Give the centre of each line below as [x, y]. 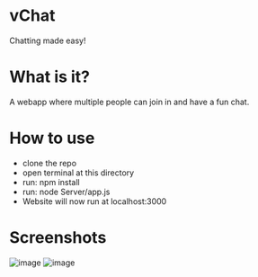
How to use [52, 138]
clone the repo [49, 163]
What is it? [50, 77]
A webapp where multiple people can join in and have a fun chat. [129, 102]
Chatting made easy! [48, 40]
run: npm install [51, 182]
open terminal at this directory [78, 173]
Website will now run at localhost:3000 [94, 201]
